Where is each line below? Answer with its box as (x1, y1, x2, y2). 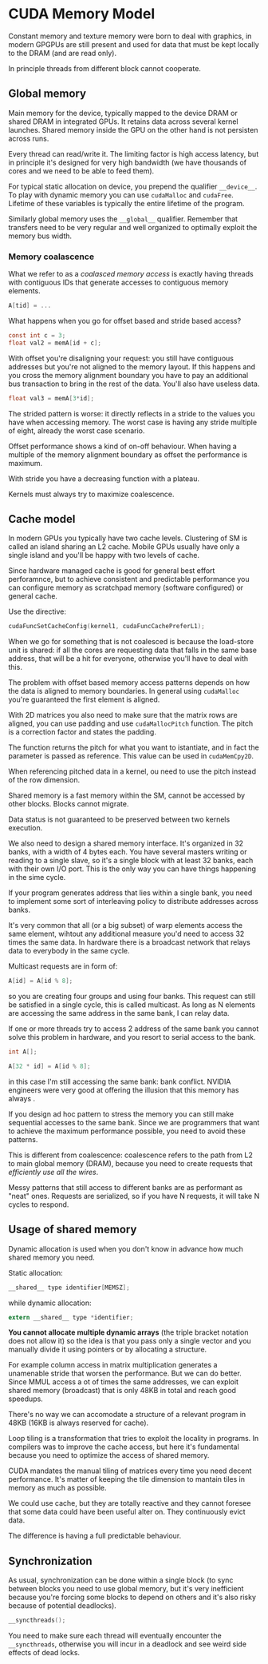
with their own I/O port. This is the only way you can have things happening (8, 864, 257, 874)
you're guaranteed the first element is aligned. (8, 695, 160, 704)
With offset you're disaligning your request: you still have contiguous (8, 353, 234, 363)
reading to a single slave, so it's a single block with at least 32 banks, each (8, 856, 254, 866)
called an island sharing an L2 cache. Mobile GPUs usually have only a (8, 542, 240, 551)
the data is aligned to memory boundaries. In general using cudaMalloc (8, 687, 240, 696)
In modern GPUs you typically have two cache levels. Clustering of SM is (8, 533, 248, 543)
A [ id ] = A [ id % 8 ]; (8, 977, 73, 985)
